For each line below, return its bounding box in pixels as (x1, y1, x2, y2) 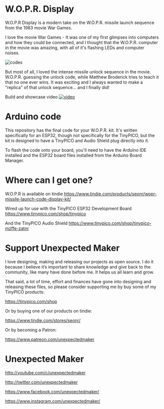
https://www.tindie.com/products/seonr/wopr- (64, 191, 157, 197)
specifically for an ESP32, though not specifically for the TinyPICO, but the (5, 132, 155, 138)
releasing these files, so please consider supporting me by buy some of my (5, 284, 157, 290)
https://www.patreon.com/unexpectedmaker (5, 336, 95, 342)
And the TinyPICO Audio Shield (5, 220, 68, 226)
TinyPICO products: (5, 289, 45, 295)
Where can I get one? (5, 175, 93, 186)
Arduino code (5, 111, 61, 122)
